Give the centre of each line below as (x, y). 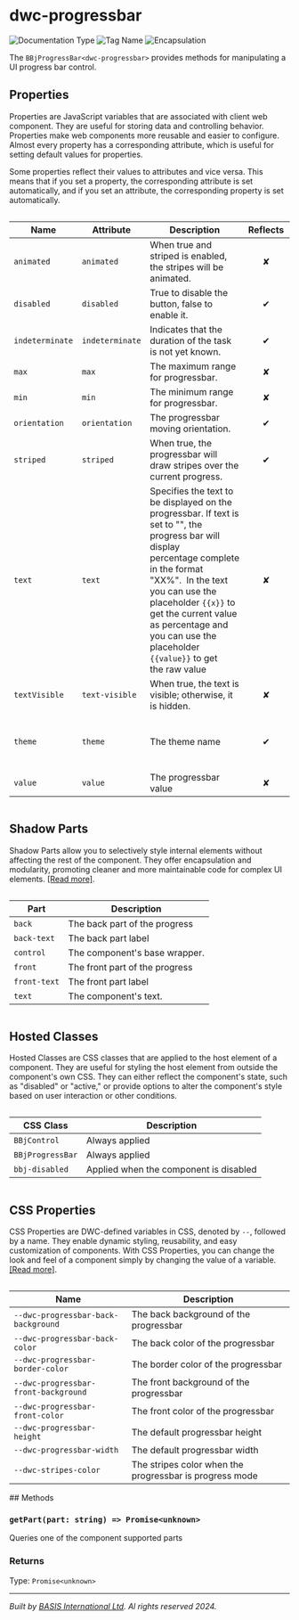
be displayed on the (191, 502)
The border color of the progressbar (207, 1364)
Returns (27, 1561)
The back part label (109, 938)
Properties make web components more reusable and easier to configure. (145, 135)
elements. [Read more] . (52, 879)
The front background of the (190, 1382)
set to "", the (176, 524)
